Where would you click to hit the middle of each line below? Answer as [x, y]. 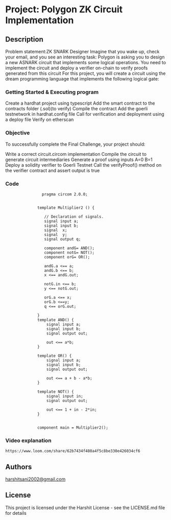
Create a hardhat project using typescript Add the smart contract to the [80, 103]
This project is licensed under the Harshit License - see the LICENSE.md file [85, 507]
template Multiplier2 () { [66, 208]
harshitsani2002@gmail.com [35, 479]
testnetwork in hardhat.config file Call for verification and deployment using [85, 114]
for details [16, 513]
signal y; [56, 234]
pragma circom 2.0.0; [65, 194]
